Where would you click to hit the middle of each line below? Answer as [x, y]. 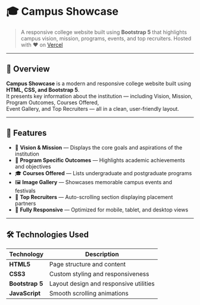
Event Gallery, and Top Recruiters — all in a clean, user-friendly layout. [93, 108]
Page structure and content [88, 264]
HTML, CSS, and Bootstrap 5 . [43, 89]
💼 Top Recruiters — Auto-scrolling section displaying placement [94, 197]
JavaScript [25, 294]
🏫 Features [26, 133]
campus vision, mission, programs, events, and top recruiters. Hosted [106, 38]
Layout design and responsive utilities [102, 284]
